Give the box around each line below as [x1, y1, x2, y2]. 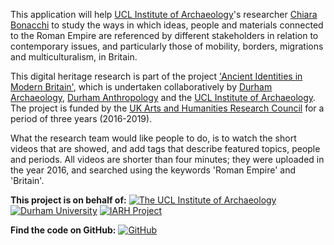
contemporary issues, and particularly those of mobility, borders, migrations [10, 40, 324, 52]
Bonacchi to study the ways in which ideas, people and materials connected [10, 19, 324, 31]
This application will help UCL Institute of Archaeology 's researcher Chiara [10, 9, 318, 20]
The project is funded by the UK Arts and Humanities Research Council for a [10, 102, 325, 114]
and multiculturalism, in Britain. [10, 51, 138, 63]
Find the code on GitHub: [10, 224, 117, 236]
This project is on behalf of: [10, 194, 127, 206]
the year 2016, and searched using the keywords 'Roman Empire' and [10, 164, 297, 176]
